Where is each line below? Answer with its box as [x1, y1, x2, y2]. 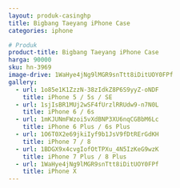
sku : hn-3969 [8, 63, 52, 72]
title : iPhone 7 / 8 [22, 138, 91, 146]
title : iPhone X [22, 167, 78, 176]
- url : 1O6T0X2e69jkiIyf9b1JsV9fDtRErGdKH [15, 130, 159, 138]
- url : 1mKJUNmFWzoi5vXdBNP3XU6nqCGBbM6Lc [15, 115, 159, 124]
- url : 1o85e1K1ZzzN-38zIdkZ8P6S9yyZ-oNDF [15, 86, 159, 94]
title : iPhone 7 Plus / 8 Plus [22, 153, 127, 161]
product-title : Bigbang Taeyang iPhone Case [8, 49, 159, 57]
